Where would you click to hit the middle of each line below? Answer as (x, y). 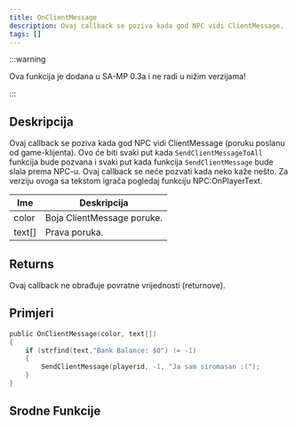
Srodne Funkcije (55, 411)
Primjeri (32, 314)
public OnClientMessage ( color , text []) (83, 334)
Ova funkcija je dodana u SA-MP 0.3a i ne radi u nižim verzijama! (128, 77)
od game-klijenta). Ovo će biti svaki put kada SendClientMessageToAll (136, 153)
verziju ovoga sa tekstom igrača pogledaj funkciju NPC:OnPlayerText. (136, 181)
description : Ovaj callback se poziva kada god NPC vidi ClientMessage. (147, 26)
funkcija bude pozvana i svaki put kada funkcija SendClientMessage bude (141, 162)
